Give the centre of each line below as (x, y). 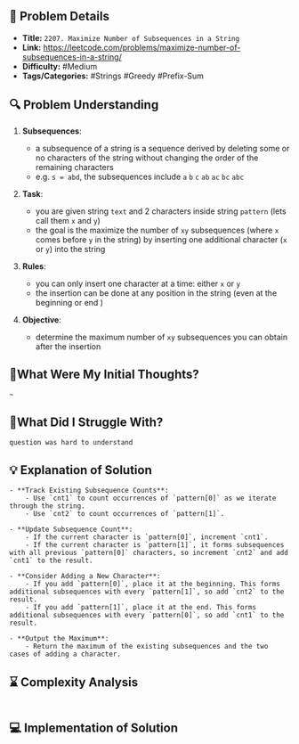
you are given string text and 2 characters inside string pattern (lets (161, 211)
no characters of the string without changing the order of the (147, 158)
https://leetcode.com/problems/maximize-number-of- (142, 47)
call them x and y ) (68, 220)
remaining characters (74, 167)
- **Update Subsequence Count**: (71, 530)
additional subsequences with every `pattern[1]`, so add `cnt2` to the (147, 592)
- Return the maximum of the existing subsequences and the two (147, 647)
